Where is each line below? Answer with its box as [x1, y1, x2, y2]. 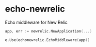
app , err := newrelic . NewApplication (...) [5, 29, 92, 33]
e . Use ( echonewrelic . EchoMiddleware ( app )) [5, 37, 90, 42]
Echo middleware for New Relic [5, 19, 68, 25]
